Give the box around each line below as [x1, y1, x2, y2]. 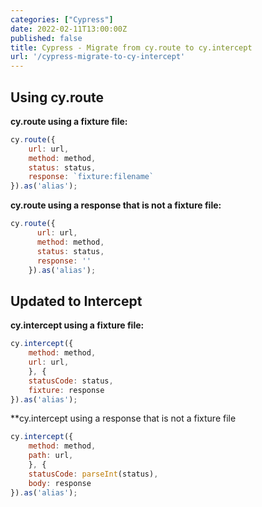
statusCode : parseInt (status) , [28, 469, 159, 479]
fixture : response [28, 385, 105, 395]
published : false [10, 33, 83, 43]
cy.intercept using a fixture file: [10, 319, 145, 331]
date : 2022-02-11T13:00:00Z [10, 24, 128, 34]
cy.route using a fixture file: [10, 115, 128, 127]
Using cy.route [10, 89, 104, 106]
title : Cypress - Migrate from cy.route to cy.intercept [10, 42, 253, 53]
